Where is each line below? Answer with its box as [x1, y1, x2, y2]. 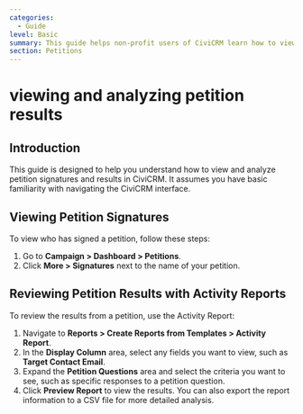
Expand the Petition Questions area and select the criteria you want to [22, 365, 286, 376]
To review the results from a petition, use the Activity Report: [9, 310, 235, 320]
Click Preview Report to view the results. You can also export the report [22, 384, 290, 396]
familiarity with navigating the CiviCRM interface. [9, 184, 191, 194]
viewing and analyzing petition [9, 85, 245, 106]
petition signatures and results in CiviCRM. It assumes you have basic [9, 174, 268, 184]
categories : [9, 13, 54, 22]
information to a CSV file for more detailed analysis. [22, 394, 215, 405]
